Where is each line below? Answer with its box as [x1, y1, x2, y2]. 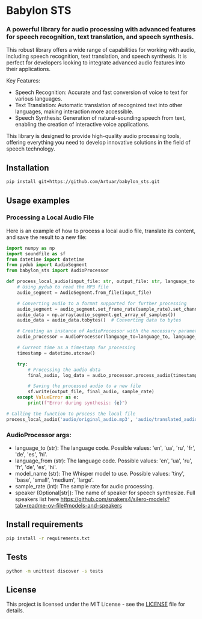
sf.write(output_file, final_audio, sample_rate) [28, 389, 155, 395]
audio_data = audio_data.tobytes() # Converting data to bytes [17, 317, 182, 323]
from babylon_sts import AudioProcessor [6, 267, 109, 274]
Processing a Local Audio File [6, 213, 94, 222]
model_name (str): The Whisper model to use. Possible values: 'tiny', [14, 470, 185, 477]
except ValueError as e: [17, 394, 79, 400]
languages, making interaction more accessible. [14, 108, 134, 115]
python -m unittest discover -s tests [6, 568, 103, 574]
